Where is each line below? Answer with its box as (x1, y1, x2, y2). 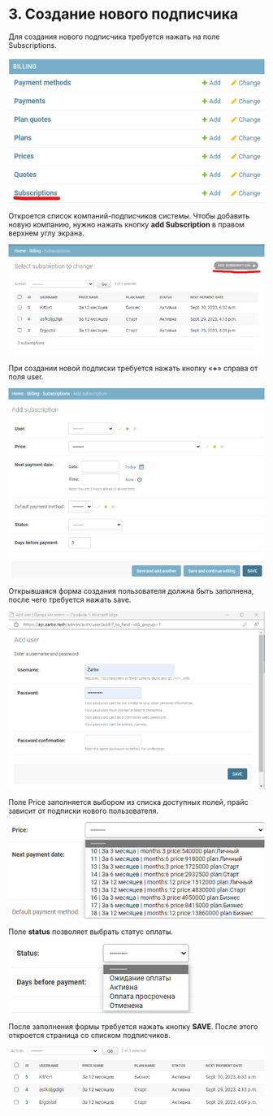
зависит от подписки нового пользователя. (8, 806, 159, 816)
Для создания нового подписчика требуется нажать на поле (8, 32, 220, 41)
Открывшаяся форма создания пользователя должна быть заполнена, (8, 586, 254, 596)
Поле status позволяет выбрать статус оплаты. (8, 927, 173, 936)
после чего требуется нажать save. (8, 595, 132, 605)
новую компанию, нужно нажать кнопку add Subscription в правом (8, 219, 245, 229)
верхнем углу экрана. (8, 228, 84, 238)
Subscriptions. (8, 40, 57, 50)
